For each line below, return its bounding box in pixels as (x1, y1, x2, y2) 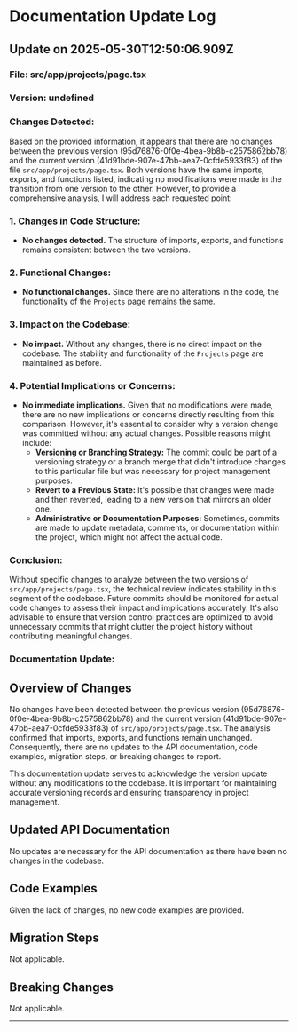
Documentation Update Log (9, 6, 216, 27)
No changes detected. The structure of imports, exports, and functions (21, 235, 284, 246)
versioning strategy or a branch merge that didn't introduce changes (35, 456, 286, 467)
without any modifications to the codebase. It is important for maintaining (9, 777, 277, 788)
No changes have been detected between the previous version (9, 703, 239, 714)
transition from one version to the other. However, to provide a (9, 183, 237, 194)
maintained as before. (21, 357, 102, 368)
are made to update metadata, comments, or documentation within (35, 522, 279, 533)
